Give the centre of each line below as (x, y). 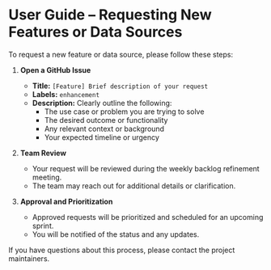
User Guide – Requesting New (110, 15)
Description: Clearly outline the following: (102, 103)
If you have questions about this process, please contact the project (122, 250)
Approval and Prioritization (66, 201)
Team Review (43, 153)
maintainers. (29, 258)
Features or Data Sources (95, 32)
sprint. (43, 226)
